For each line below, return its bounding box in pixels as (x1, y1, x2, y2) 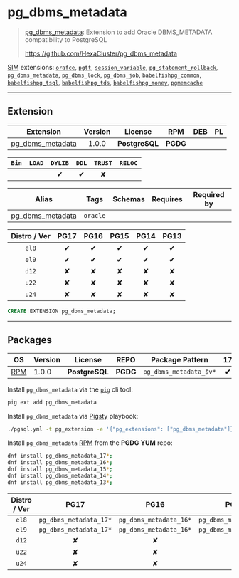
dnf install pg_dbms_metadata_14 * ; (7, 472, 113, 479)
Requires (152, 194, 183, 204)
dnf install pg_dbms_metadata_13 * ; (7, 478, 113, 486)
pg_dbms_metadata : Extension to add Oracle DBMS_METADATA (24, 28, 213, 36)
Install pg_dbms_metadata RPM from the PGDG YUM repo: (7, 438, 173, 447)
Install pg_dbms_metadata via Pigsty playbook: (7, 412, 139, 421)
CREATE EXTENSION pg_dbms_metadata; (7, 308, 116, 315)
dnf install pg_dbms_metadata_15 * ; (7, 466, 113, 473)
